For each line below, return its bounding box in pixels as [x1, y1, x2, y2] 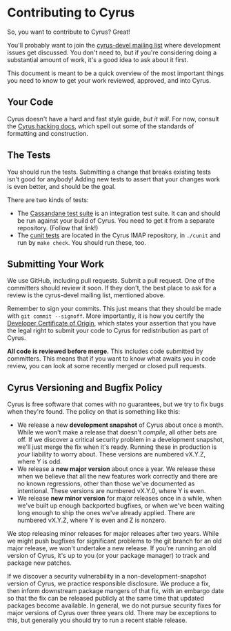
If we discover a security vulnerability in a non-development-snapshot [7, 572, 207, 581]
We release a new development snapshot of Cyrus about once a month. [17, 421, 224, 429]
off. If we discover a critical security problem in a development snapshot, [17, 436, 225, 444]
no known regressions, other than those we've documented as [17, 479, 195, 488]
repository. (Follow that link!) [17, 223, 99, 232]
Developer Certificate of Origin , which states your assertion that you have [7, 319, 217, 328]
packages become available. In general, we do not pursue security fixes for [7, 601, 221, 610]
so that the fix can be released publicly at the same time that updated [7, 594, 205, 603]
